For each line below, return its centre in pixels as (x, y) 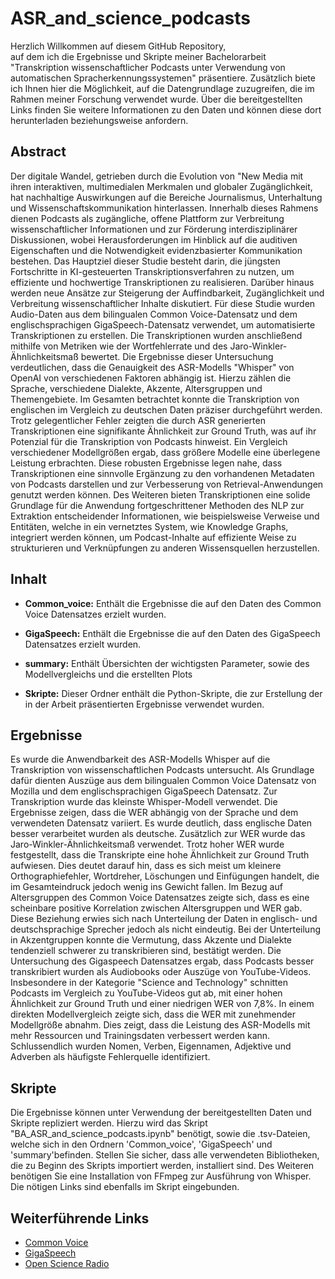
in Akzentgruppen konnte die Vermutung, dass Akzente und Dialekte (151, 940)
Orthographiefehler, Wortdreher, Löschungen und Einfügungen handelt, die (165, 876)
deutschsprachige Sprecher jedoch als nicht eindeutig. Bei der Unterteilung (166, 929)
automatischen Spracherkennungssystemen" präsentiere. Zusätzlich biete (163, 78)
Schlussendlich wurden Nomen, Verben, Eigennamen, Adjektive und (151, 1046)
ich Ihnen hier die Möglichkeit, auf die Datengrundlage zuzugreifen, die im (162, 88)
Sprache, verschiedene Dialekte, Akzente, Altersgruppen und (136, 388)
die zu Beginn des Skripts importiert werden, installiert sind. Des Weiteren (162, 1166)
